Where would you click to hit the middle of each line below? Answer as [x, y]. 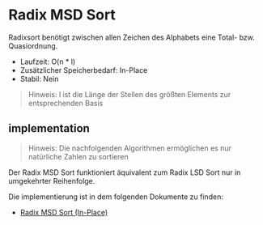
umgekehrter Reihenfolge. [52, 180]
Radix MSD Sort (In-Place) [64, 212]
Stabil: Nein [39, 79]
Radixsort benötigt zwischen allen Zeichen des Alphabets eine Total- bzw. [131, 37]
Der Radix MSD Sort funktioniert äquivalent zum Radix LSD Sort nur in [125, 172]
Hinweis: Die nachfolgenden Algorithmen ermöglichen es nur [130, 148]
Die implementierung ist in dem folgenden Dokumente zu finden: [116, 197]
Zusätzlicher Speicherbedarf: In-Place [84, 70]
